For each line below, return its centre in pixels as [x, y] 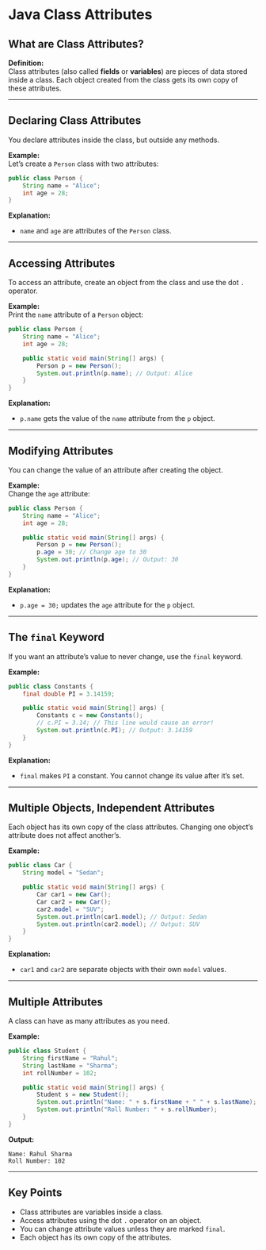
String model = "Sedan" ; [63, 873]
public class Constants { [51, 686]
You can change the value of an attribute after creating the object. [116, 469]
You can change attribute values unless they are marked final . [122, 1229]
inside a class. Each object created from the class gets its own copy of [123, 80]
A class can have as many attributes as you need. [89, 1021]
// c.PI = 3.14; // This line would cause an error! [125, 723]
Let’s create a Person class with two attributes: [84, 164]
